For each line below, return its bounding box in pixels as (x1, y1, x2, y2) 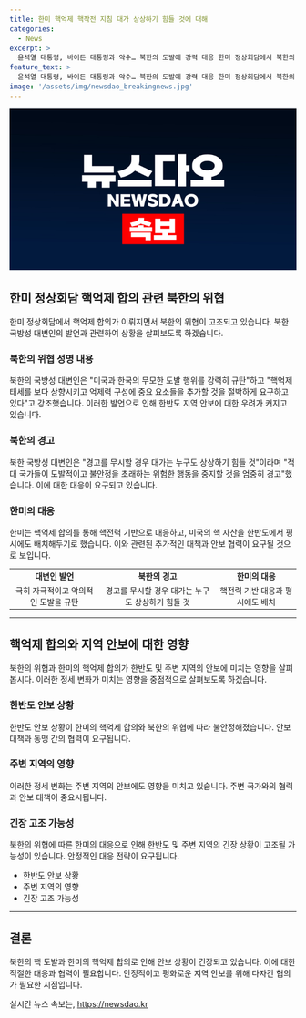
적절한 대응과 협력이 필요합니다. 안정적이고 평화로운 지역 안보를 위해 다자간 (9, 967, 275, 979)
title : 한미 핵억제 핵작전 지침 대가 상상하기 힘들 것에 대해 (9, 15, 209, 24)
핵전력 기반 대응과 (219, 584, 284, 596)
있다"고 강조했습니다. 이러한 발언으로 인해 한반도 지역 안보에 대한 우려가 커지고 (9, 397, 288, 409)
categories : (9, 24, 55, 34)
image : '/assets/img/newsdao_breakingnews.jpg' (9, 82, 194, 91)
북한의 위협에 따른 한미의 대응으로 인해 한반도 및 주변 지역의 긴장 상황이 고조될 (9, 839, 287, 850)
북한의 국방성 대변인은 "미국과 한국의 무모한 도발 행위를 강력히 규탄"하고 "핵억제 (9, 375, 293, 386)
